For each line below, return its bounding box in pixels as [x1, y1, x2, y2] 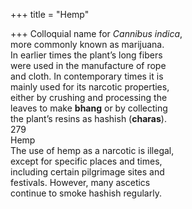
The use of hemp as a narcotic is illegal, [10, 145, 175, 156]
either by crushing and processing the [10, 92, 168, 103]
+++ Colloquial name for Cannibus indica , [10, 28, 183, 39]
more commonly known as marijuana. [10, 39, 165, 50]
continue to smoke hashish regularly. [10, 187, 162, 199]
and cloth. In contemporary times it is [10, 70, 164, 82]
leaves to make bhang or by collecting [10, 102, 168, 114]
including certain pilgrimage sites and [10, 166, 165, 178]
